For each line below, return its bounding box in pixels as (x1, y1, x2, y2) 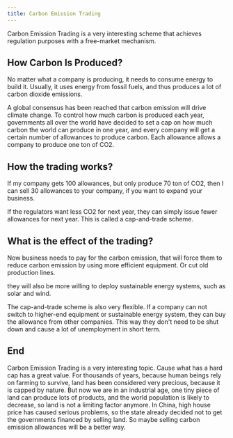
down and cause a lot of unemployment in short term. (7, 325, 161, 334)
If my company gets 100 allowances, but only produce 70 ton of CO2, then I (7, 179, 224, 188)
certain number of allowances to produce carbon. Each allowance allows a (7, 133, 221, 141)
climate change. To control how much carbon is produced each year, (7, 111, 204, 119)
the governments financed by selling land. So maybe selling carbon (7, 415, 200, 423)
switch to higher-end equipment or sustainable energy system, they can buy (7, 311, 226, 319)
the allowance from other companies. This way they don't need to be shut (7, 318, 219, 326)
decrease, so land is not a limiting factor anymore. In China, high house (7, 400, 211, 409)
